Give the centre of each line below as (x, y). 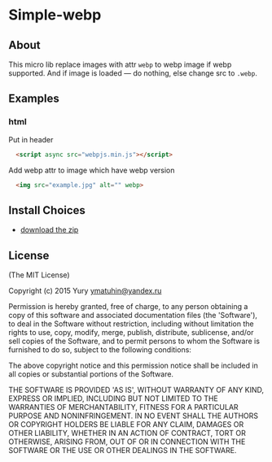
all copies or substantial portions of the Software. (91, 374)
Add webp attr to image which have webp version (92, 170)
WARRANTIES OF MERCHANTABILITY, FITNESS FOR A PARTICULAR (123, 408)
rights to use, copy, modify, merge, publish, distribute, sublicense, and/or (131, 333)
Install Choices (47, 210)
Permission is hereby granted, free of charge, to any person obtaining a (128, 307)
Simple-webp (55, 15)
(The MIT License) (39, 275)
